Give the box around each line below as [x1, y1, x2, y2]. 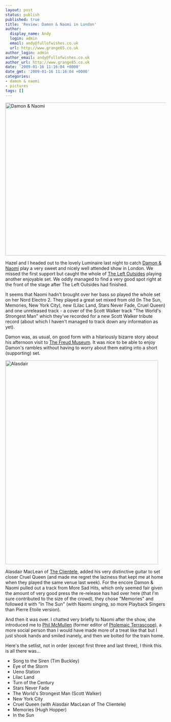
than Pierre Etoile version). [5, 606, 61, 612]
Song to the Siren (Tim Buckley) [12, 658, 80, 664]
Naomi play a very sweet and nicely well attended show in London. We [5, 265, 154, 271]
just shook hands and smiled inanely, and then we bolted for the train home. [5, 632, 164, 638]
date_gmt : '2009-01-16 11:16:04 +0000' [5, 69, 90, 74]
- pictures [5, 83, 28, 88]
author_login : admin [5, 50, 49, 55]
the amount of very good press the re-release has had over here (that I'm [5, 590, 159, 596]
